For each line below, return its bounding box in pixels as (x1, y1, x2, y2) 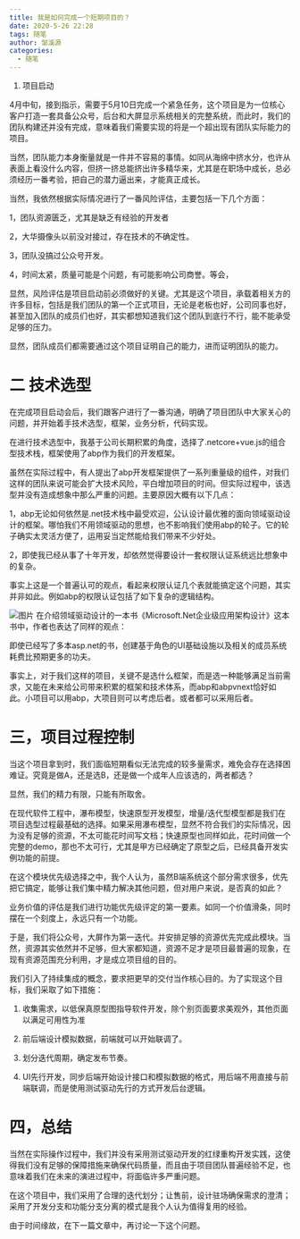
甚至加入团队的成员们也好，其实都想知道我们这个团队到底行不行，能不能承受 (9, 310, 291, 321)
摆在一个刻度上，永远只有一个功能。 (9, 913, 143, 923)
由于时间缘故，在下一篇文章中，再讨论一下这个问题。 (9, 1219, 205, 1230)
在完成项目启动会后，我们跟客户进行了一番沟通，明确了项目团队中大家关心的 (9, 406, 291, 417)
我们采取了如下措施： (24, 984, 104, 995)
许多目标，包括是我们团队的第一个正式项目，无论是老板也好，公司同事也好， (9, 299, 291, 309)
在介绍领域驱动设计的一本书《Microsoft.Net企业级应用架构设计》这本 (35, 610, 290, 620)
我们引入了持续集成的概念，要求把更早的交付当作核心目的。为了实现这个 (9, 973, 275, 983)
